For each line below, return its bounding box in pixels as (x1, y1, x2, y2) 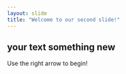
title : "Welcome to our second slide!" (7, 16, 121, 23)
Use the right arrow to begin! (7, 59, 88, 68)
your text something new (7, 41, 116, 53)
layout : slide (7, 10, 48, 17)
